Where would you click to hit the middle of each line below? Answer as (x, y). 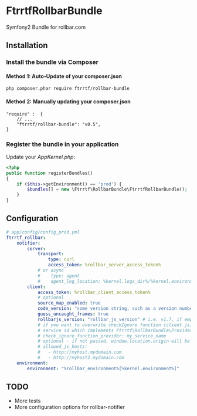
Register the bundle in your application (62, 144)
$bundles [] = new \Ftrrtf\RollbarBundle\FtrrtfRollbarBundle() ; (107, 190)
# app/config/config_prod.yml (43, 232)
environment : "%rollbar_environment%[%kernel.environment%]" (103, 368)
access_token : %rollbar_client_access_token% (94, 292)
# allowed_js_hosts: (62, 347)
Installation (27, 45)
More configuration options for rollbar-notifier (69, 407)
